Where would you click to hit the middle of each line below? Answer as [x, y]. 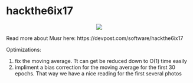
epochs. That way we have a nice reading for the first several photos [98, 73]
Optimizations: [24, 49]
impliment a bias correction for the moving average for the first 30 [95, 67]
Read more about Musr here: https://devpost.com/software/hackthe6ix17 [95, 38]
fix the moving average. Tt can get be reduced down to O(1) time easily [101, 61]
